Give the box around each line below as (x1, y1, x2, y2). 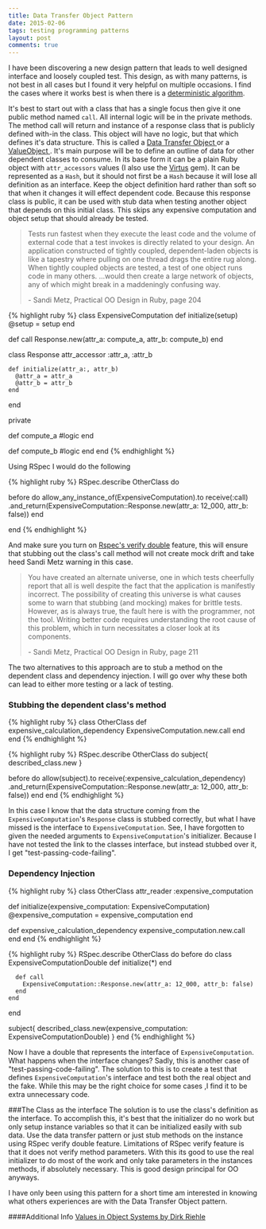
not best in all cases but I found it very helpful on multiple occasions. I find (8, 80, 252, 90)
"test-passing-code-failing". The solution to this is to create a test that (8, 1064, 237, 1074)
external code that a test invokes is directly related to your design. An (27, 238, 255, 247)
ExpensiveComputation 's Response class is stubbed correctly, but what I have (8, 815, 256, 824)
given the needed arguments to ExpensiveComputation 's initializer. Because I (8, 831, 256, 841)
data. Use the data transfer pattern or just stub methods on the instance (8, 1130, 244, 1140)
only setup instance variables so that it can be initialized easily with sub (8, 1122, 242, 1131)
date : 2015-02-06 (8, 19, 66, 27)
